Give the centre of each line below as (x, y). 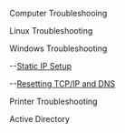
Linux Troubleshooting (51, 31)
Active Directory (40, 119)
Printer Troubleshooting (53, 101)
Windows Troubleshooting (58, 48)
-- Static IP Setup (41, 66)
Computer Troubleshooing (58, 13)
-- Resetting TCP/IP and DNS (62, 84)
